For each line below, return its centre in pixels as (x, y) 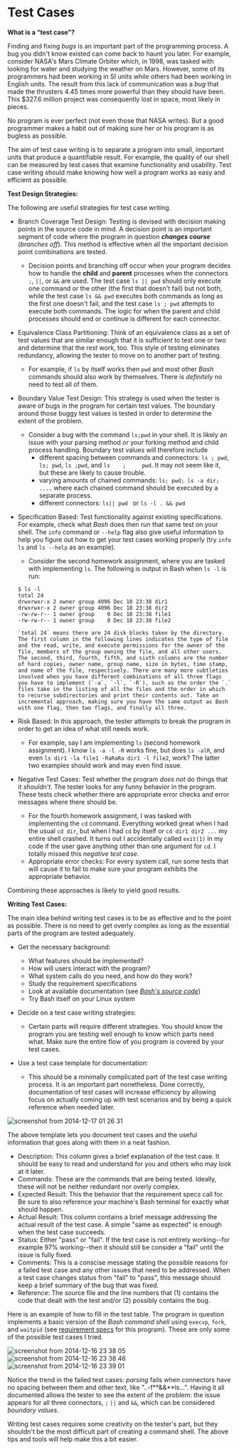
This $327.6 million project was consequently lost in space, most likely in (114, 99)
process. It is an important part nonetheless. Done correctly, (116, 1084)
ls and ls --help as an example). (67, 547)
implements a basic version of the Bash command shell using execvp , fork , (117, 1321)
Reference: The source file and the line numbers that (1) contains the (118, 1292)
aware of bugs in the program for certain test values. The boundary (116, 406)
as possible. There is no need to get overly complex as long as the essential (118, 925)
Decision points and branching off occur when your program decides (129, 266)
